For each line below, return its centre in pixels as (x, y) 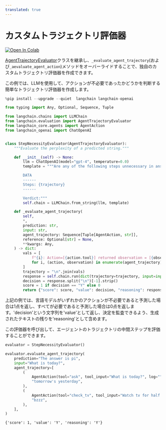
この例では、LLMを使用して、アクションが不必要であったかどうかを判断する (83, 83)
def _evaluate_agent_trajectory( (48, 212)
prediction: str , (41, 226)
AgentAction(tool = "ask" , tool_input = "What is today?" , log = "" (97, 377)
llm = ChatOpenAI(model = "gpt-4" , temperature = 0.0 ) (76, 162)
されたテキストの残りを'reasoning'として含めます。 (57, 319)
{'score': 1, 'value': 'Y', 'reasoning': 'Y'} (54, 423)
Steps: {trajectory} (44, 184)
